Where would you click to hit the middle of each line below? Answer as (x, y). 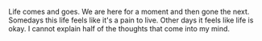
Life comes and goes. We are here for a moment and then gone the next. (129, 12)
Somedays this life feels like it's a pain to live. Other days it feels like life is (131, 20)
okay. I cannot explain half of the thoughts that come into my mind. (119, 29)
